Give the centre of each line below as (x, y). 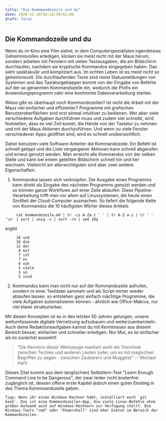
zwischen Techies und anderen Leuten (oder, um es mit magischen (85, 353)
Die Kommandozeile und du (48, 39)
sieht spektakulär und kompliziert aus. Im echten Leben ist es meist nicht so (82, 72)
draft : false (19, 19)
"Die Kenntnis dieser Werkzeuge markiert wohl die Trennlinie (79, 347)
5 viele (26, 268)
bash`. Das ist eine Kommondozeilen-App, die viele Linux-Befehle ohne (80, 402)
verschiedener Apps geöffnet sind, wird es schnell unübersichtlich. (73, 134)
